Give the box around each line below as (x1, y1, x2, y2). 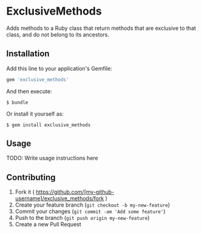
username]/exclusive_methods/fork (15, 195, 104, 202)
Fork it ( (15, 188, 35, 196)
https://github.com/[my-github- (35, 188, 114, 196)
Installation (6, 49, 50, 59)
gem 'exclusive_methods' (6, 76, 69, 83)
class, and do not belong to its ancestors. (6, 30, 110, 38)
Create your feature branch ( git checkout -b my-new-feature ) (15, 201, 170, 208)
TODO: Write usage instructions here (6, 154, 98, 162)
